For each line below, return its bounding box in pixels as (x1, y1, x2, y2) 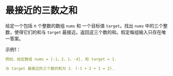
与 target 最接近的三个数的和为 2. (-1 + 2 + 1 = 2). (5, 66, 115, 71)
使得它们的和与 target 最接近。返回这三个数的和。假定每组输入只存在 (14, 29, 162, 35)
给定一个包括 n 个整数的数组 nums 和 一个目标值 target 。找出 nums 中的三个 (5, 23, 164, 29)
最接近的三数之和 (5, 5, 78, 16)
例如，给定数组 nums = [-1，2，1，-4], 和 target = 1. (5, 56, 117, 62)
